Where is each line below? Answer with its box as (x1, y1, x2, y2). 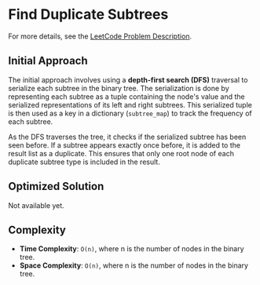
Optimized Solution (8, 180, 104, 193)
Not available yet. (8, 200, 64, 210)
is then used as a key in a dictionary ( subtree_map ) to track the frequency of (8, 108, 253, 118)
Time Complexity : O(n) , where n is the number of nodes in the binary (19, 244, 245, 254)
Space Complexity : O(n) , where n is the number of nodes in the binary (19, 261, 249, 270)
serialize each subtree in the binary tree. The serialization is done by (8, 83, 229, 93)
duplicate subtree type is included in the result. (8, 157, 161, 166)
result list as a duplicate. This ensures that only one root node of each (8, 148, 234, 158)
